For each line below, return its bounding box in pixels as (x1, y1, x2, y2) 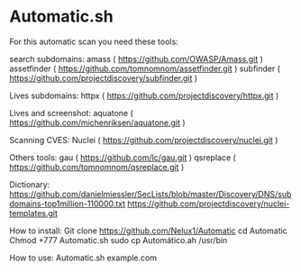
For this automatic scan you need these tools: (9, 36, 178, 47)
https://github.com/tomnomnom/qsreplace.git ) (9, 161, 185, 172)
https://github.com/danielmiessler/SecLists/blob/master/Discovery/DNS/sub (9, 188, 292, 199)
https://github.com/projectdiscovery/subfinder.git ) (9, 72, 198, 83)
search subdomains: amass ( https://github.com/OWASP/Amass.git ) (9, 53, 264, 64)
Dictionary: (9, 178, 50, 190)
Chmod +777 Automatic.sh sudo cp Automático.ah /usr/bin (9, 234, 228, 245)
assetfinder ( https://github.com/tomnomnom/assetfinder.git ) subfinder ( (9, 63, 281, 74)
